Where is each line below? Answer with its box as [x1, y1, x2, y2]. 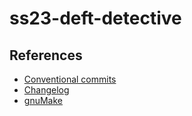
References [9, 47, 83, 64]
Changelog [23, 84, 70, 96]
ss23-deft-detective [9, 7, 182, 30]
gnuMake [23, 95, 63, 106]
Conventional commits [23, 73, 117, 85]
